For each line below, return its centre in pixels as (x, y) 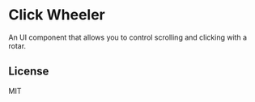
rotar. (17, 45)
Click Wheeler (57, 15)
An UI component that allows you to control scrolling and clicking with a (128, 37)
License (29, 72)
